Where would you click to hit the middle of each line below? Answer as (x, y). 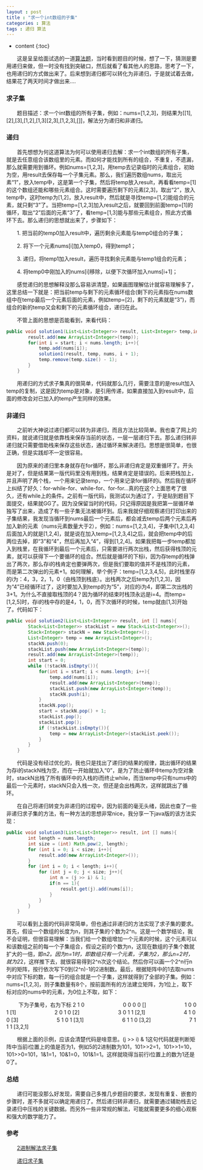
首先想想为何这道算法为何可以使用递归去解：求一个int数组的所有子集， (105, 151)
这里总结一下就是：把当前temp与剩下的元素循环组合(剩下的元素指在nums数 (100, 292)
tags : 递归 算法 (26, 29)
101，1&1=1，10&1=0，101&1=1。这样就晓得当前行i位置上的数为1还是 (111, 1054)
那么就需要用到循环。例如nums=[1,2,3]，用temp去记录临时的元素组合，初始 (100, 167)
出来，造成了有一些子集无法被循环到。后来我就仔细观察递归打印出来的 (109, 511)
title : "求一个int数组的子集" (42, 18)
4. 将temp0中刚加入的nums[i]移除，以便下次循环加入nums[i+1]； (97, 271)
